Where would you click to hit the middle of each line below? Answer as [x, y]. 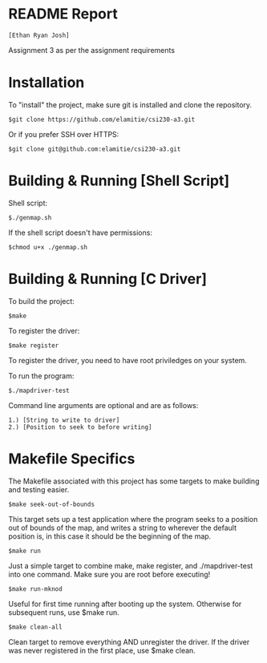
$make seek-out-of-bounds [51, 504]
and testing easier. [39, 489]
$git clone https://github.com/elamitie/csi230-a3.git [102, 119]
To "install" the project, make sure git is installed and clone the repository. [130, 104]
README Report [63, 14]
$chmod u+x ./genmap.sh [48, 247]
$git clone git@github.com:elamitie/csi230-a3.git [95, 149]
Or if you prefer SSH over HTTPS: [64, 134]
